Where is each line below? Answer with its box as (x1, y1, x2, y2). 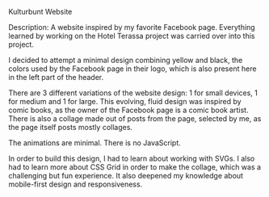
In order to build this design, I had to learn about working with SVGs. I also (8, 153, 255, 163)
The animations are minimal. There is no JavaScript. (8, 138, 182, 148)
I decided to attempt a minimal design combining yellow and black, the (8, 56, 243, 65)
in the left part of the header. (8, 73, 103, 82)
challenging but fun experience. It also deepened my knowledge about (8, 171, 244, 180)
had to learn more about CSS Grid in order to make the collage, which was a (8, 162, 261, 172)
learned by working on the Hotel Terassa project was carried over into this (8, 31, 255, 40)
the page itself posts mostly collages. (8, 123, 133, 132)
